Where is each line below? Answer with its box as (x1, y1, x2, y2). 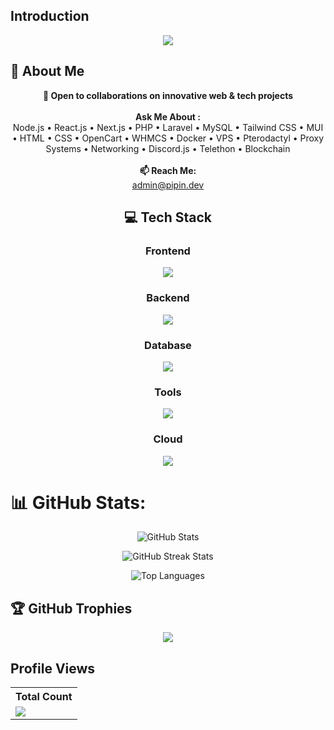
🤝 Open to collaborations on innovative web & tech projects (42, 89, 294, 101)
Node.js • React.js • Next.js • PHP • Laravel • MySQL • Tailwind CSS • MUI (12, 121, 324, 133)
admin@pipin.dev (131, 179, 205, 191)
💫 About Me (10, 63, 85, 80)
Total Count (15, 690, 73, 704)
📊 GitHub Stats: (10, 491, 147, 514)
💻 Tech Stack (123, 209, 213, 226)
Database (144, 338, 192, 352)
